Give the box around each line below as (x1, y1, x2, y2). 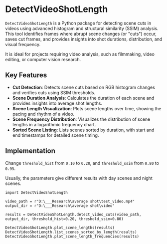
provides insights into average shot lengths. (12, 100, 102, 106)
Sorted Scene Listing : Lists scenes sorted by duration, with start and (12, 127, 155, 133)
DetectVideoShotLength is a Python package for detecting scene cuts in (5, 20, 152, 26)
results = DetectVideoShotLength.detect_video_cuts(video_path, (5, 212, 142, 217)
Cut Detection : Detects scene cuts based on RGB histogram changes (12, 84, 156, 90)
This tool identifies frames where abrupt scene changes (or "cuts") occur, (5, 31, 157, 37)
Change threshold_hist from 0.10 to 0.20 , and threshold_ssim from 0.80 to (5, 160, 160, 166)
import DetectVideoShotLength (5, 190, 68, 195)
